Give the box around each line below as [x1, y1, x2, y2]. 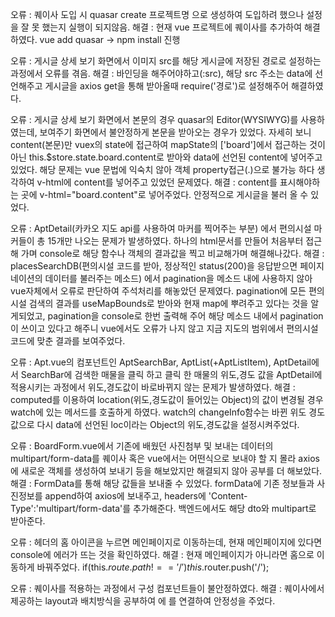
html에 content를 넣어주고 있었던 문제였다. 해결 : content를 [45, 176, 278, 188]
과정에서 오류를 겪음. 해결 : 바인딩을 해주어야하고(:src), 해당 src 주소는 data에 [10, 68, 313, 79]
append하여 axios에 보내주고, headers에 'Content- [44, 490, 248, 502]
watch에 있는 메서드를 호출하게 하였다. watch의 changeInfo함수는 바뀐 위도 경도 [10, 406, 326, 418]
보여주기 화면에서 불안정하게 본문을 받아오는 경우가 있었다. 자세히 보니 [39, 126, 312, 138]
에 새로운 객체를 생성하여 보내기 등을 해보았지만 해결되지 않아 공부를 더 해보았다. [10, 465, 323, 477]
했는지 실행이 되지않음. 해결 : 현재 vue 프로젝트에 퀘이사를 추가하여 [41, 21, 303, 33]
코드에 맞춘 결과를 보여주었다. [10, 335, 126, 347]
